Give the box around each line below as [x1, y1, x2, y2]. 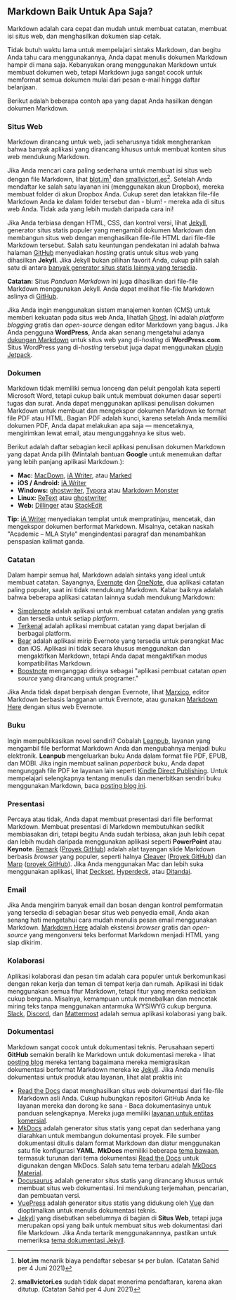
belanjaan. [7, 82, 37, 91]
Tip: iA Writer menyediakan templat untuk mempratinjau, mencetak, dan [7, 515, 216, 523]
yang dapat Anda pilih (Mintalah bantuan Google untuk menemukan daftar [7, 450, 223, 458]
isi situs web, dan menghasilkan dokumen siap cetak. [7, 32, 162, 40]
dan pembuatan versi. [17, 1191, 81, 1199]
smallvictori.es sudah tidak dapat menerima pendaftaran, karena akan [17, 1277, 223, 1286]
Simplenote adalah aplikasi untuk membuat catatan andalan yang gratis [17, 607, 224, 615]
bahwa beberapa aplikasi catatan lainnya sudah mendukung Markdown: [7, 593, 216, 601]
